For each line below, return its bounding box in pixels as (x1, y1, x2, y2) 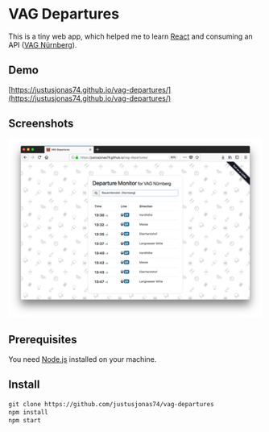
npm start (8, 416, 42, 424)
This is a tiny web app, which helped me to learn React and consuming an (8, 31, 254, 41)
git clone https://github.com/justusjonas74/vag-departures (8, 400, 215, 408)
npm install (8, 408, 48, 416)
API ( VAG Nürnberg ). (8, 39, 77, 49)
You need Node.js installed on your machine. (8, 354, 157, 363)
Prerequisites (8, 333, 77, 347)
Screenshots (8, 117, 74, 131)
